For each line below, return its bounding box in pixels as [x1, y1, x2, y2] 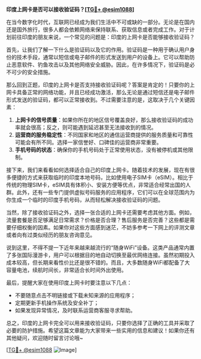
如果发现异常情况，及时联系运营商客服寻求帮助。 [14, 307, 136, 314]
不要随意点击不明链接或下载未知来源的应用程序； [14, 292, 136, 299]
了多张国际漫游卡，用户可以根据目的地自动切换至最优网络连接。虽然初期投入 [6, 251, 195, 259]
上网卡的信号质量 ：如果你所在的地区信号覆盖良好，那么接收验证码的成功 [14, 116, 193, 123]
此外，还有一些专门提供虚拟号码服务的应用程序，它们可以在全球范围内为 [16, 189, 195, 196]
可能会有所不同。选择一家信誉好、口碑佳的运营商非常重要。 [14, 139, 162, 146]
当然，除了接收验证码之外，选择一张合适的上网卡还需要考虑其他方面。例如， [6, 209, 195, 216]
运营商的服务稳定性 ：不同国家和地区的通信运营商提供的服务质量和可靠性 [14, 131, 193, 138]
